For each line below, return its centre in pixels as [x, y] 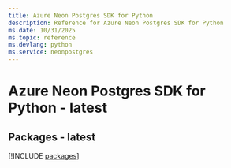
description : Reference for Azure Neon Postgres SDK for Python [116, 23]
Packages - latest [52, 137]
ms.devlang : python [40, 45]
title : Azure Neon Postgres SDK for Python [81, 15]
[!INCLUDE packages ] [44, 156]
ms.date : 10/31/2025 [42, 30]
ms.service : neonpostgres [50, 52]
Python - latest [58, 108]
